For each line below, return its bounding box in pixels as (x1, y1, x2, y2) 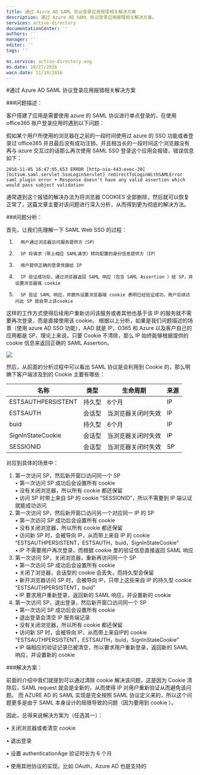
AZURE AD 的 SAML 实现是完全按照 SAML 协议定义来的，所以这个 (24, 691, 187, 699)
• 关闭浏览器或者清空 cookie (6, 724, 76, 732)
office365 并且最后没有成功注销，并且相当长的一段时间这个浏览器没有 (17, 140, 190, 147)
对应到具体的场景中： (6, 460, 59, 467)
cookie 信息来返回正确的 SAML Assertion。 (6, 339, 112, 347)
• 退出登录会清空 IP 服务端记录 (14, 614, 91, 621)
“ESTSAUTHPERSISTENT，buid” (14, 584, 96, 592)
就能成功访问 (14, 502, 47, 509)
